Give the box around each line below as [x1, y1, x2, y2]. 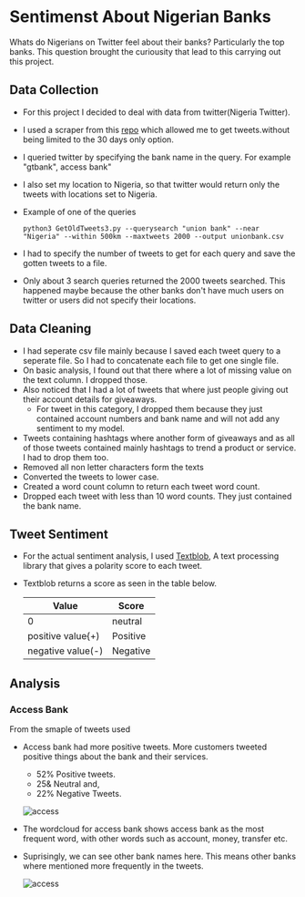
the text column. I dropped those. [22, 374, 148, 385]
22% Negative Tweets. [36, 789, 122, 799]
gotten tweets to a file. [22, 257, 107, 268]
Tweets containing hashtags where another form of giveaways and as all [22, 432, 296, 443]
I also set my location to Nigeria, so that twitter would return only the [22, 179, 280, 190]
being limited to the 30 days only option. [22, 134, 175, 145]
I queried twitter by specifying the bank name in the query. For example [22, 151, 291, 162]
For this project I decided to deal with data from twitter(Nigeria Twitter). [22, 107, 291, 118]
